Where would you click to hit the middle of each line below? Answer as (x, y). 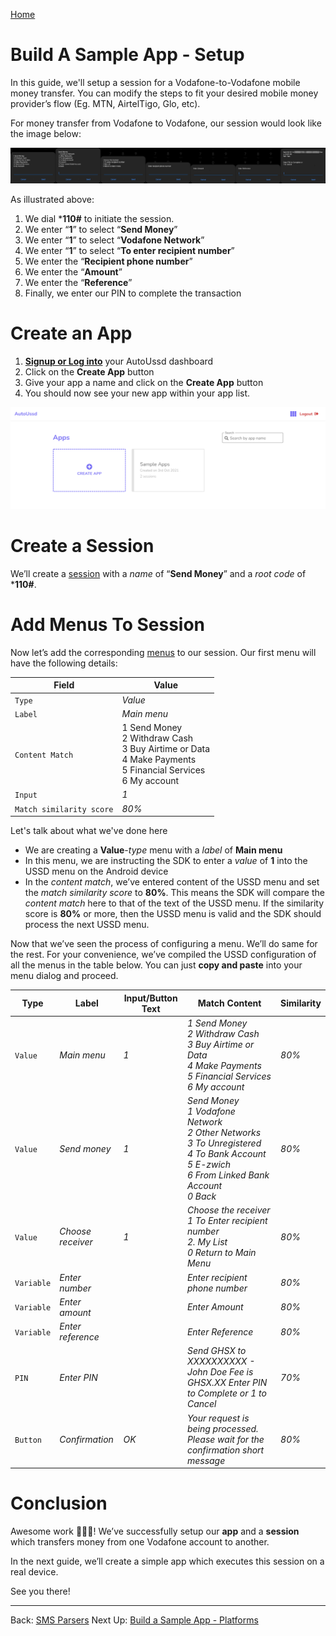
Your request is (218, 1418)
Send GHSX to (216, 1351)
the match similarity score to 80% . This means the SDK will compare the (174, 892)
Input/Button (150, 998)
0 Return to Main (221, 1253)
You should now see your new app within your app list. (137, 393)
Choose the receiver (228, 1210)
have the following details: (64, 663)
